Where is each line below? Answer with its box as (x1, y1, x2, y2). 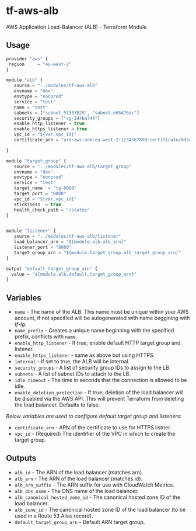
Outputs (6, 453, 37, 463)
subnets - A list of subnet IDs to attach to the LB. (14, 370, 131, 377)
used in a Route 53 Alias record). (14, 512, 93, 519)
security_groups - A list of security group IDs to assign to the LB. (14, 364, 171, 372)
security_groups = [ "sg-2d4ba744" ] (13, 115, 100, 121)
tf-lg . (14, 321, 27, 328)
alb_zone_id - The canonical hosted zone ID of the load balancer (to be (14, 506, 186, 513)
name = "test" (13, 104, 48, 110)
